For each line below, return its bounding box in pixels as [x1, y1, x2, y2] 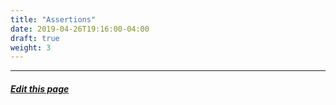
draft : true [10, 33, 60, 43]
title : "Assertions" [10, 14, 97, 25]
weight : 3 [10, 42, 52, 53]
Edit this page [10, 82, 70, 95]
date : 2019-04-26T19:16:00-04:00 [10, 24, 150, 34]
